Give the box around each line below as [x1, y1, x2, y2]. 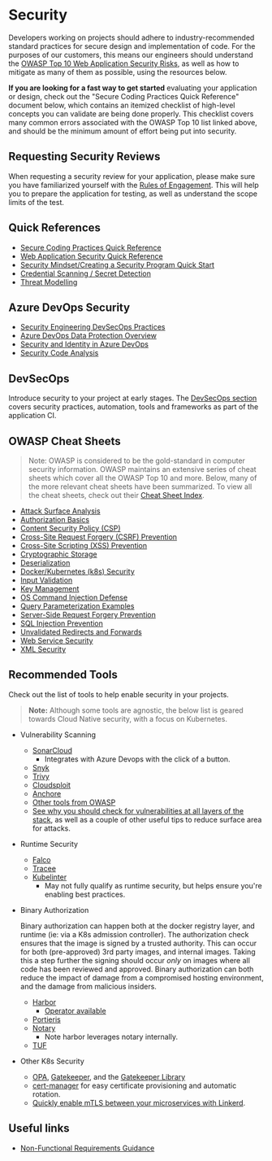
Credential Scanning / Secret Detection [19, 268, 152, 278]
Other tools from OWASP [32, 797, 116, 807]
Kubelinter [32, 872, 67, 882]
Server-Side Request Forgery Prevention [19, 610, 156, 619]
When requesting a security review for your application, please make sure [8, 171, 256, 181]
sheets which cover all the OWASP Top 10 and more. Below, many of [28, 474, 257, 482]
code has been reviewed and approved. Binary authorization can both [19, 964, 254, 974]
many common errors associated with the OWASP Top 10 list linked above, [8, 117, 257, 127]
